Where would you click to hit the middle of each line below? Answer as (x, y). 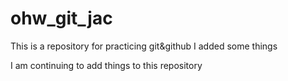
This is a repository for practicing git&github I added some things (144, 46)
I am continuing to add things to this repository (106, 65)
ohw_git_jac (61, 18)
